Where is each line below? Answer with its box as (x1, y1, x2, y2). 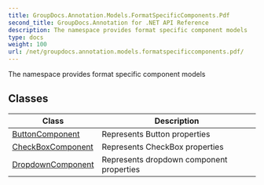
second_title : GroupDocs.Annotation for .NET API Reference (8, 19, 210, 27)
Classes (8, 92, 49, 106)
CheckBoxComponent (12, 141, 93, 152)
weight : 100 (8, 41, 47, 49)
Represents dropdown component (101, 154, 228, 165)
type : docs (8, 33, 44, 42)
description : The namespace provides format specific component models (8, 26, 247, 34)
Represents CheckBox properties (101, 141, 224, 152)
